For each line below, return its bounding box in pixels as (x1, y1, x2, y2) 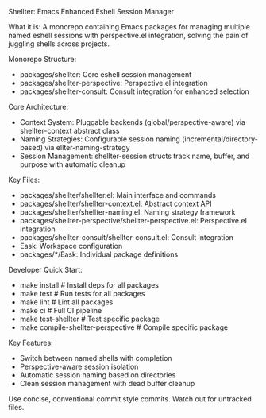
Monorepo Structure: (8, 55, 77, 64)
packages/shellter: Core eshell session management (19, 70, 192, 79)
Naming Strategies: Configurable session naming (19, 134, 180, 144)
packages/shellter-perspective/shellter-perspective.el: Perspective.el (19, 216, 248, 225)
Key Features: (8, 338, 53, 347)
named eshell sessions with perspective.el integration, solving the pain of (8, 31, 249, 40)
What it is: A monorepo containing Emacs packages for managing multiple (8, 22, 250, 31)
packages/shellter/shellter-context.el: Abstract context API (19, 199, 212, 208)
